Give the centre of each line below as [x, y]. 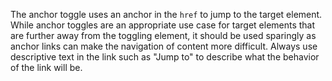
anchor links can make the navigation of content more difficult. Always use [164, 46]
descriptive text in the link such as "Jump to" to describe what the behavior [165, 57]
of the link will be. [46, 67]
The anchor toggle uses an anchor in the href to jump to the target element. [166, 14]
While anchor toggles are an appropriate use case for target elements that [163, 25]
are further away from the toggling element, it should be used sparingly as [163, 35]
